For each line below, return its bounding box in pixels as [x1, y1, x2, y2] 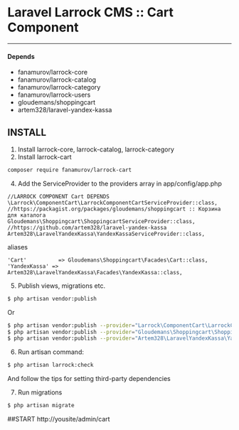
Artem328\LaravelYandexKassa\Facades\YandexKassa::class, [7, 269, 183, 276]
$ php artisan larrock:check [7, 362, 94, 369]
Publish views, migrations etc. [17, 281, 105, 290]
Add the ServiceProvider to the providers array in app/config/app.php [17, 179, 222, 188]
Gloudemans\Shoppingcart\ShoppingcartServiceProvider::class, [7, 217, 196, 225]
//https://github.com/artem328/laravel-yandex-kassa [7, 224, 167, 231]
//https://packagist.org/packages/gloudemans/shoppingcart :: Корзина [7, 205, 221, 213]
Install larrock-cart [17, 152, 73, 161]
